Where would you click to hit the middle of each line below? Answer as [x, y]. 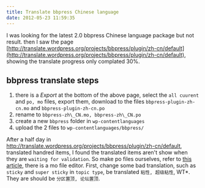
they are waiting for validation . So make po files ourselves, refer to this [99, 159]
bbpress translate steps [53, 80]
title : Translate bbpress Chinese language [63, 12]
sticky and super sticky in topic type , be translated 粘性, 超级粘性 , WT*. [99, 172]
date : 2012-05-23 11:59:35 [41, 18]
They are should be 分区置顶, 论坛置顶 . [53, 179]
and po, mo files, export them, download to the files [80, 102]
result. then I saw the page [40, 42]
